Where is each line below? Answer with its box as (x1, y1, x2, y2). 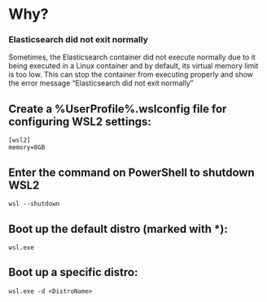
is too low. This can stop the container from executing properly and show (8, 70, 254, 80)
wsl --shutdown (8, 200, 60, 208)
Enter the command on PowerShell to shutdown (8, 165, 255, 179)
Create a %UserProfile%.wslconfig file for (8, 102, 227, 116)
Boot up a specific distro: (8, 265, 138, 279)
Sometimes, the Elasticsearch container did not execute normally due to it (8, 52, 256, 62)
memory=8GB (8, 143, 46, 151)
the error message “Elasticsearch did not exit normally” (8, 78, 194, 88)
